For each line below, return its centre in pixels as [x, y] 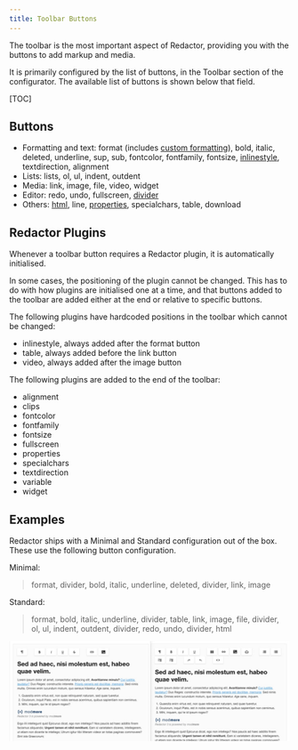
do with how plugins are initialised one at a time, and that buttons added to [146, 290]
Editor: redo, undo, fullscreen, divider [90, 195]
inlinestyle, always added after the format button [111, 343]
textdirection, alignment [65, 167]
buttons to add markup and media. [72, 54]
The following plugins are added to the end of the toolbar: [115, 380]
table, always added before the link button [99, 353]
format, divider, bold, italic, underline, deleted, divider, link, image [151, 585]
